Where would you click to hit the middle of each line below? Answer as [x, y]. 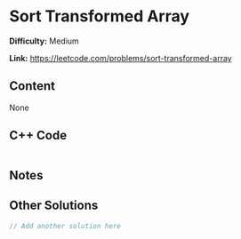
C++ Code [38, 135]
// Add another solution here [65, 226]
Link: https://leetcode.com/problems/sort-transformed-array [121, 58]
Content [32, 86]
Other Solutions [54, 206]
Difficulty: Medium [44, 41]
